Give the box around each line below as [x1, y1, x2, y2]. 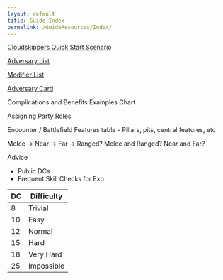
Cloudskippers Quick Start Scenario [7, 43, 112, 52]
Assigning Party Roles [7, 112, 72, 121]
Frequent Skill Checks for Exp [17, 175, 105, 183]
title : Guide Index [7, 17, 65, 24]
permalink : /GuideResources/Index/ [7, 23, 113, 31]
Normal [28, 227, 53, 237]
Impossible [28, 261, 65, 271]
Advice [7, 154, 28, 162]
